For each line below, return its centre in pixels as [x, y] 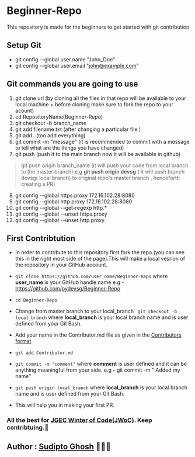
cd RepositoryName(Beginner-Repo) [59, 117]
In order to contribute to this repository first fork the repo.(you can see [100, 252]
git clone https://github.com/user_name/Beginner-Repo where [91, 276]
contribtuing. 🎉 [28, 428]
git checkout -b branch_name [51, 123]
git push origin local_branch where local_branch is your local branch [101, 387]
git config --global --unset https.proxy [61, 214]
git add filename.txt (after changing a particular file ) [78, 129]
